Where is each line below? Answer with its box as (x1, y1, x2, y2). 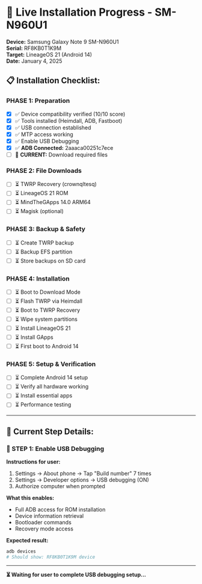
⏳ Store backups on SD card (14, 257, 86, 264)
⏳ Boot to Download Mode (14, 288, 81, 296)
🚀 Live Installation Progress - (6, 5, 153, 19)
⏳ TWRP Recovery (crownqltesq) (14, 181, 97, 188)
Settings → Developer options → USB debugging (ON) (14, 476, 149, 483)
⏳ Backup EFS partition (14, 248, 73, 255)
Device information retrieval (14, 512, 84, 520)
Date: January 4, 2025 (6, 57, 63, 64)
